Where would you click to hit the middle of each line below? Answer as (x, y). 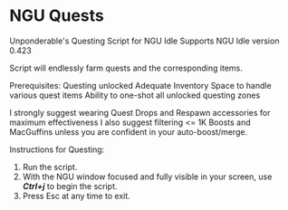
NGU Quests (57, 16)
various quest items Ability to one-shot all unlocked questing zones (135, 95)
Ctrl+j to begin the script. (70, 186)
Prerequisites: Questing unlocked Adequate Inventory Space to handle (140, 85)
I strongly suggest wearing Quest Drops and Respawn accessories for (140, 112)
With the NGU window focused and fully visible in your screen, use (147, 177)
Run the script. (50, 167)
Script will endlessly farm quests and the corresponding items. (126, 68)
